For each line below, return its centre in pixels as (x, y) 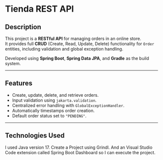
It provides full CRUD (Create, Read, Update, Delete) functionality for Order (80, 44)
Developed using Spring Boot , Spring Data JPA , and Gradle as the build (77, 58)
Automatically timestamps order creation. (53, 110)
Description (23, 27)
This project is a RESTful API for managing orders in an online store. (73, 38)
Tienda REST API (40, 9)
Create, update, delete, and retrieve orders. (55, 95)
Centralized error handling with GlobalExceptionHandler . (68, 105)
